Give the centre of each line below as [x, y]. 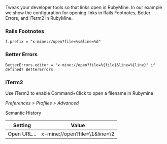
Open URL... [22, 134]
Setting [22, 125]
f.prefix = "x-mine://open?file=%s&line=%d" [53, 42]
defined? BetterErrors [29, 69]
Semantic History [23, 113]
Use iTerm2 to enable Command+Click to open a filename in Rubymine [79, 93]
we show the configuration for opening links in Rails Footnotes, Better [78, 13]
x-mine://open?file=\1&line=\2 [78, 134]
